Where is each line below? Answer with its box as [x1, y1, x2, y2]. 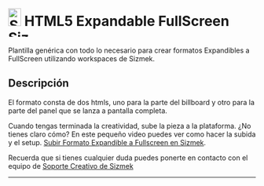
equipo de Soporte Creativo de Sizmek [8, 161, 134, 170]
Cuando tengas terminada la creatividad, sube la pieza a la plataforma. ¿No [8, 121, 251, 130]
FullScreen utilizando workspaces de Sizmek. [8, 53, 156, 63]
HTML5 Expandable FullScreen [24, 13, 229, 31]
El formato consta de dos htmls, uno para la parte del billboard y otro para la [8, 97, 255, 107]
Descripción [8, 77, 69, 90]
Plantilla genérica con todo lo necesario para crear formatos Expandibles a [8, 46, 250, 55]
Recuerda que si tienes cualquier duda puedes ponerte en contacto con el [8, 153, 248, 162]
